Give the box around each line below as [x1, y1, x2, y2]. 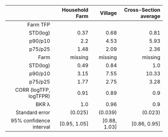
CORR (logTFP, [14, 86, 50, 93]
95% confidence [10, 117, 50, 124]
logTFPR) [28, 93, 50, 99]
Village [99, 10, 117, 17]
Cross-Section [124, 7, 160, 13]
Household [61, 7, 88, 13]
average [140, 13, 160, 20]
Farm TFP [27, 21, 50, 28]
